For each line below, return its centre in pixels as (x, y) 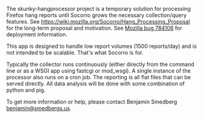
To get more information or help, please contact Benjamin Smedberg (92, 102)
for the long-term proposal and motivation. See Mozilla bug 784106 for (94, 28)
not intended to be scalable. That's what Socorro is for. (75, 53)
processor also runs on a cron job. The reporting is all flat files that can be (98, 77)
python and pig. (26, 90)
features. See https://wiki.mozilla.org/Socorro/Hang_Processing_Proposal (98, 21)
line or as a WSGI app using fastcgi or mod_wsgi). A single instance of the (98, 71)
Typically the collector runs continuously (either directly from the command (100, 64)
